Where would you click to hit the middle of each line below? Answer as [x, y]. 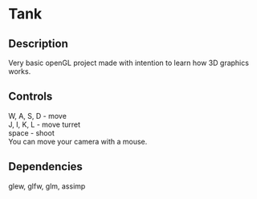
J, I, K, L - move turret [45, 124]
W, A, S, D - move [37, 116]
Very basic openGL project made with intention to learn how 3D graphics [128, 63]
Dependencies [45, 167]
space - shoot [31, 132]
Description [38, 44]
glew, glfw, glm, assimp [47, 186]
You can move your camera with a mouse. [78, 141]
